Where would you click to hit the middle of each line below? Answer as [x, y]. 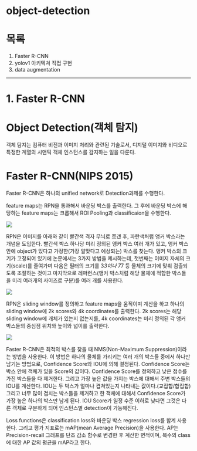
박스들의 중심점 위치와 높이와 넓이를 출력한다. [58, 326]
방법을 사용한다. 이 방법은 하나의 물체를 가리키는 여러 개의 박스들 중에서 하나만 [101, 357]
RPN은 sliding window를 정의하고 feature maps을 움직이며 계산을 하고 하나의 [95, 304]
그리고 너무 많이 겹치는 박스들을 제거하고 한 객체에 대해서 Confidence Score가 [96, 394]
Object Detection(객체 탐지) [72, 128]
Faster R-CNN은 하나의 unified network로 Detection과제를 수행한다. [86, 193]
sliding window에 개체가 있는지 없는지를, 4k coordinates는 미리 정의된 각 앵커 [96, 318]
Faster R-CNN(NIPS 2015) [70, 176]
